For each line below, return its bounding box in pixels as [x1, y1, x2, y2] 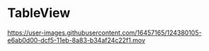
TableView [7, 5, 71, 21]
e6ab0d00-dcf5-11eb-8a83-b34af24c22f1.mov [7, 35, 146, 44]
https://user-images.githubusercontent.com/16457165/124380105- [7, 28, 202, 37]
